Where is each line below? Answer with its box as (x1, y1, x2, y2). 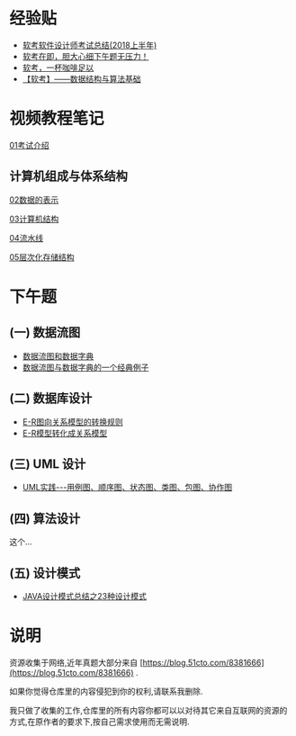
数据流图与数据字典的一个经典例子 (22, 362, 149, 372)
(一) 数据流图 (9, 325, 81, 340)
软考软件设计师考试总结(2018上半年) (22, 40, 157, 50)
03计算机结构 (9, 213, 59, 224)
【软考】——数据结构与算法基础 (22, 73, 141, 84)
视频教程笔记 (9, 109, 105, 129)
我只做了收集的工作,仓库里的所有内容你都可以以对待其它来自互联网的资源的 (9, 705, 288, 715)
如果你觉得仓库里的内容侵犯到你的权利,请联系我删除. (9, 686, 204, 696)
